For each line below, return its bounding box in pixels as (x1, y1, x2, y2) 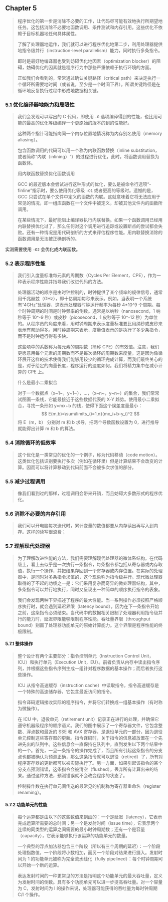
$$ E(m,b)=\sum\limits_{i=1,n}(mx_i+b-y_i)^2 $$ (41, 411, 140, 417)
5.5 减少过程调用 (5, 478, 46, 485)
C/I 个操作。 (17, 891, 43, 897)
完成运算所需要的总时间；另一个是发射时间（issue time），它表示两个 (17, 820, 159, 826)
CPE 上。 (27, 369, 47, 375)
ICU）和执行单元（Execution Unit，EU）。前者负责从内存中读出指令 (17, 659, 156, 665)
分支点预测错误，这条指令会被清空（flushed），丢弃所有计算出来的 (17, 766, 154, 772)
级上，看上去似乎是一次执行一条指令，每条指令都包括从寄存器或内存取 (17, 561, 163, 567)
